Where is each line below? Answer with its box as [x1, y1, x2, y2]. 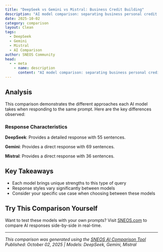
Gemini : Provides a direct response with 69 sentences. [5, 143, 115, 149]
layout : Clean [5, 25, 34, 30]
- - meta [9, 61, 27, 66]
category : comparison [5, 20, 49, 26]
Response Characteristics [5, 123, 68, 130]
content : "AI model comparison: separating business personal [17, 70, 147, 75]
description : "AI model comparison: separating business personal [5, 12, 142, 16]
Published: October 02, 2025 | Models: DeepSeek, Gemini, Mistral [5, 241, 137, 247]
